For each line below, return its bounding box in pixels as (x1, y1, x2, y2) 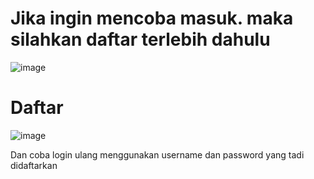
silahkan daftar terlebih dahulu (10, 28, 271, 51)
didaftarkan (10, 159, 58, 171)
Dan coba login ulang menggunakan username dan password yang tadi (10, 148, 305, 161)
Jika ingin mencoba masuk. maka (10, 7, 294, 30)
